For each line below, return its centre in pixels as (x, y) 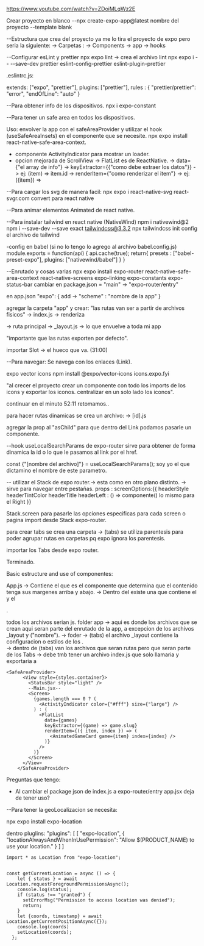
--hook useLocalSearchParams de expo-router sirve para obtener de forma (101, 446)
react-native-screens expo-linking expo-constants (103, 278)
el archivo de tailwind (33, 235)
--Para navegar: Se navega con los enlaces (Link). (69, 362)
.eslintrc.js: (20, 75)
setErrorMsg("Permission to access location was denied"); (99, 900)
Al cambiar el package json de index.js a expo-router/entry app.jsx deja (105, 791)
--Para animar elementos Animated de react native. (71, 210)
